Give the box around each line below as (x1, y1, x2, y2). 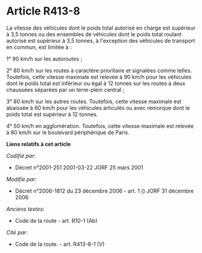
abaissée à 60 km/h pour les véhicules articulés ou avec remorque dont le (6, 104, 190, 111)
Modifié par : (6, 175, 37, 182)
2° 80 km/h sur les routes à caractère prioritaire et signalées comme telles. (6, 66, 192, 74)
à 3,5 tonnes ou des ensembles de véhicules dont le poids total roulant (6, 30, 182, 37)
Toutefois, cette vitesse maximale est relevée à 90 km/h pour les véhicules (6, 73, 192, 80)
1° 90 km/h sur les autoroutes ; (6, 55, 83, 62)
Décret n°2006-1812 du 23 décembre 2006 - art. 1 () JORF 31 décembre (14, 187, 194, 194)
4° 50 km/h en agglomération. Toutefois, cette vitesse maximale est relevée (6, 122, 194, 129)
